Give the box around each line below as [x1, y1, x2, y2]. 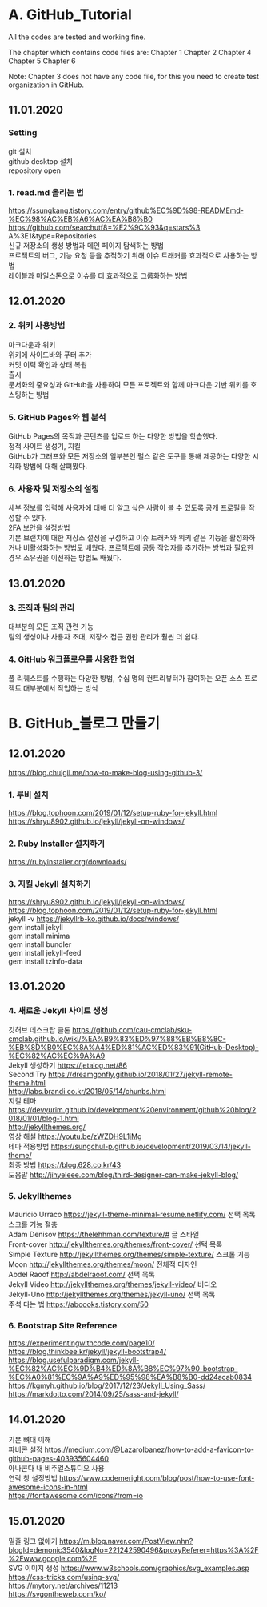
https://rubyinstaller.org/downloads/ [8, 856, 127, 866]
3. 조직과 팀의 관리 [8, 602, 75, 613]
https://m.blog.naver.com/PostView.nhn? [58, 1536, 193, 1545]
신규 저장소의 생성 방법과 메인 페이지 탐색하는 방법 [8, 240, 164, 250]
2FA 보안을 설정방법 [8, 523, 70, 533]
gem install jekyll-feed [8, 948, 82, 958]
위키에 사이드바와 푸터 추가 [8, 350, 92, 359]
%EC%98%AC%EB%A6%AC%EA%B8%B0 [8, 214, 153, 223]
